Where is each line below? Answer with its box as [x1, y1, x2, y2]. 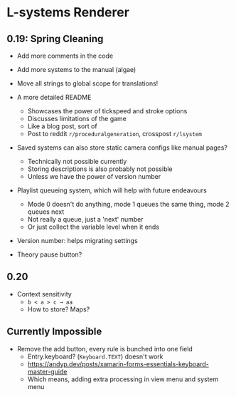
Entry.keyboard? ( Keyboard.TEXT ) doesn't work [27, 352, 164, 361]
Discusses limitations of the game [27, 115, 127, 123]
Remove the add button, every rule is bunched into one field [16, 344, 193, 353]
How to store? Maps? [27, 304, 90, 314]
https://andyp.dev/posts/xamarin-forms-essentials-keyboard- [27, 359, 209, 368]
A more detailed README [16, 93, 92, 101]
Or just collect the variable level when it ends [27, 222, 160, 231]
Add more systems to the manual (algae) [16, 66, 136, 73]
